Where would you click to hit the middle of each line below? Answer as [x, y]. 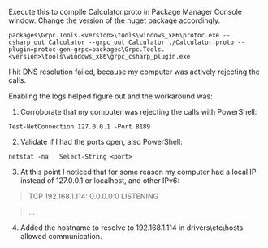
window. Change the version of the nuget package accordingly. [115, 20]
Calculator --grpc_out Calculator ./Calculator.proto [141, 42]
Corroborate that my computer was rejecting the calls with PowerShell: [138, 112]
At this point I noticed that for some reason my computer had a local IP [138, 172]
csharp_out [27, 42]
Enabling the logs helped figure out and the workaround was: [110, 96]
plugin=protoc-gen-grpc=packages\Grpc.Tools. [86, 50]
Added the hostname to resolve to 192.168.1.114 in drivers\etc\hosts [132, 228]
